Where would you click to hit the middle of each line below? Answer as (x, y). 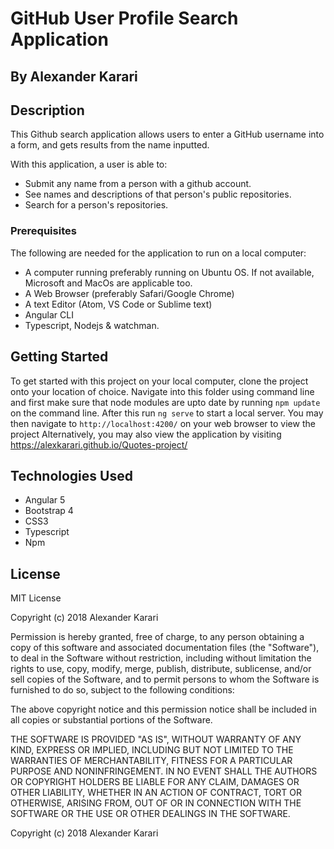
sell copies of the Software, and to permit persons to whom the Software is (165, 679)
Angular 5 (45, 500)
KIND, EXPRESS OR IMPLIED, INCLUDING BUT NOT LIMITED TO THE (152, 750)
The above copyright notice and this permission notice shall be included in (163, 709)
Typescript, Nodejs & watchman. (92, 325)
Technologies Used (71, 475)
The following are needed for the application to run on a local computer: (158, 253)
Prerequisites (43, 231)
